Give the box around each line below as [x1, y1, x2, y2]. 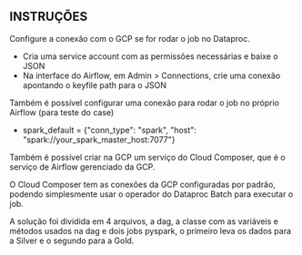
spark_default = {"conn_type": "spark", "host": [22, 124, 197, 135]
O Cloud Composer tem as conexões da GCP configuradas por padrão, [9, 179, 276, 190]
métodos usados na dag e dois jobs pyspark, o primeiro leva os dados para [9, 225, 292, 236]
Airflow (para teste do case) [9, 106, 115, 118]
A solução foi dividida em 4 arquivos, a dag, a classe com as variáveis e [9, 215, 279, 227]
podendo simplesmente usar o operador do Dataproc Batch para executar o [9, 188, 294, 200]
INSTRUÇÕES [9, 9, 88, 25]
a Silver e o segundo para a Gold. [9, 235, 135, 246]
